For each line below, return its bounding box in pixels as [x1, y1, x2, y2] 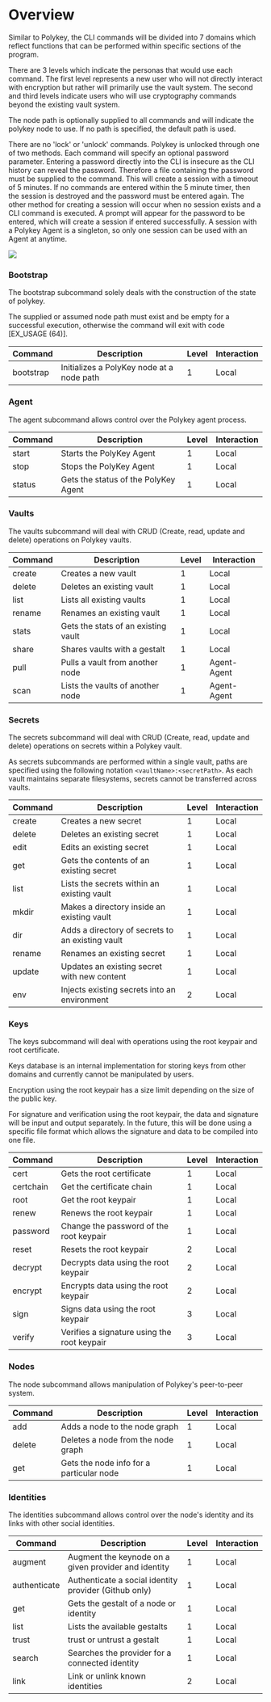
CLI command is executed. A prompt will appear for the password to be [8, 208, 246, 217]
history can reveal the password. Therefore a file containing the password [8, 165, 254, 175]
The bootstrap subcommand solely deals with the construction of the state [8, 288, 256, 297]
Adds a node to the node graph [60, 1421, 179, 1432]
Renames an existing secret [60, 948, 165, 959]
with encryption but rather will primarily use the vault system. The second [8, 82, 253, 92]
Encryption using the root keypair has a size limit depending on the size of [8, 1085, 255, 1095]
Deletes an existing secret [60, 828, 160, 840]
